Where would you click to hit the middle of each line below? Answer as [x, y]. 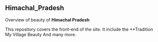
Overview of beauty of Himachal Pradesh [47, 20]
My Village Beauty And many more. [41, 34]
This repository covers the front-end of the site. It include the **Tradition [79, 29]
